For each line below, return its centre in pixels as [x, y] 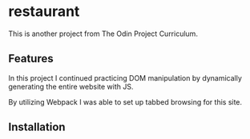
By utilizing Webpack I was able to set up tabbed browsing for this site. [125, 101]
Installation [37, 127]
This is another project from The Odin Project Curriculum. [103, 34]
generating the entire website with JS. [71, 86]
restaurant [44, 12]
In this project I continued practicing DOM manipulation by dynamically [125, 77]
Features [31, 59]
